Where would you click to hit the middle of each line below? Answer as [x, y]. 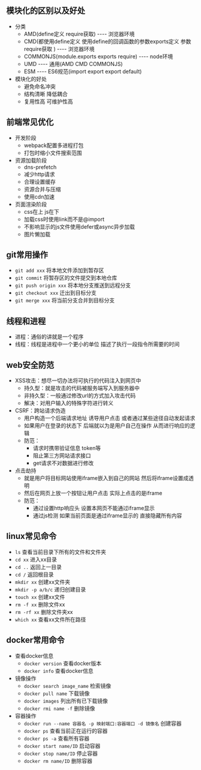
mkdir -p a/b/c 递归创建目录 [50, 589]
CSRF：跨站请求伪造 [40, 411]
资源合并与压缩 [42, 189]
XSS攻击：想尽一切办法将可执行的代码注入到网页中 [78, 380]
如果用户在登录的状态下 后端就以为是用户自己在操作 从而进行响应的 [107, 426]
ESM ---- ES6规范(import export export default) [83, 71]
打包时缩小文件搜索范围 [53, 152]
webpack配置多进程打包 [54, 145]
